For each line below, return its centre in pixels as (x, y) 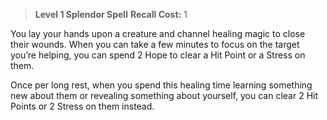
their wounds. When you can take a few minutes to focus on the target (155, 44)
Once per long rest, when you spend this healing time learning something (161, 85)
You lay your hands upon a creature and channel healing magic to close (158, 33)
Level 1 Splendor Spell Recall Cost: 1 (111, 14)
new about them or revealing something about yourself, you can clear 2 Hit (164, 95)
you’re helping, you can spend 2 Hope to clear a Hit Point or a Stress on (158, 55)
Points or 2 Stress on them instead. (82, 106)
